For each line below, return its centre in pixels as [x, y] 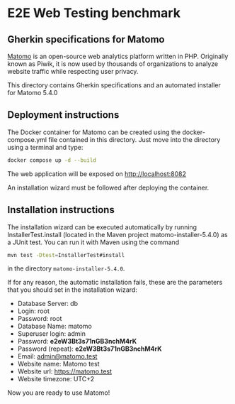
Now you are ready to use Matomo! [59, 393]
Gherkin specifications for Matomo [86, 39]
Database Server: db [48, 304]
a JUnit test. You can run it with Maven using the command [93, 242]
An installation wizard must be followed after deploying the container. [108, 187]
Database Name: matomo [55, 326]
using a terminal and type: [45, 147]
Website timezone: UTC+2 [56, 379]
